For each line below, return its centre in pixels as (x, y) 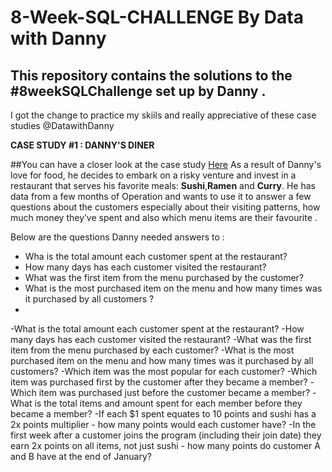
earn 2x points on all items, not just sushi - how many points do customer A (165, 445)
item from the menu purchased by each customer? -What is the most (152, 350)
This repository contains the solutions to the (151, 75)
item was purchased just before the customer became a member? (174, 392)
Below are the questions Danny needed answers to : (117, 237)
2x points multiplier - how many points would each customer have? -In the (163, 424)
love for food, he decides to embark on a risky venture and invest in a (153, 175)
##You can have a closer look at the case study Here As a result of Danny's (166, 164)
